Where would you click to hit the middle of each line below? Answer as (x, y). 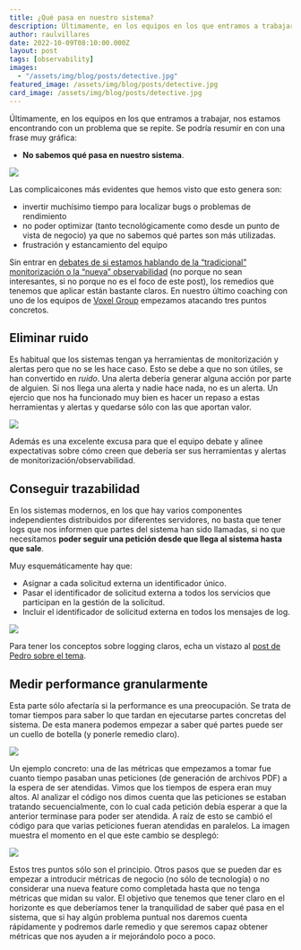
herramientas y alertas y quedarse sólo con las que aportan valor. (131, 407)
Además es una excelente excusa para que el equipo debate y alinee (136, 442)
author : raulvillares (50, 34)
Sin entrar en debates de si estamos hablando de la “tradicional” (128, 262)
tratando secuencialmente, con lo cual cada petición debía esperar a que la (148, 806)
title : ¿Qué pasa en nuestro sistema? (82, 18)
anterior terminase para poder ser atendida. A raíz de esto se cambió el (141, 816)
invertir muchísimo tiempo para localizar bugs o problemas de (136, 207)
